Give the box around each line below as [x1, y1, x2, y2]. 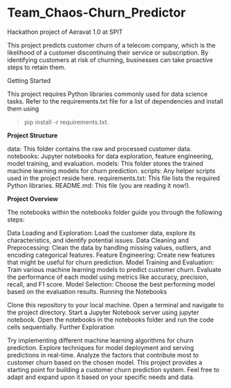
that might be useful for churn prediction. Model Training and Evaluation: [7, 258, 214, 266]
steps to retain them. [7, 63, 66, 71]
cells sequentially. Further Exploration [7, 322, 114, 331]
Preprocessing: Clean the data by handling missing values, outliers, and [7, 243, 211, 251]
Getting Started [7, 76, 51, 84]
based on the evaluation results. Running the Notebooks [7, 287, 167, 295]
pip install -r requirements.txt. [24, 117, 109, 126]
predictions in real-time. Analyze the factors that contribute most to [7, 351, 199, 359]
